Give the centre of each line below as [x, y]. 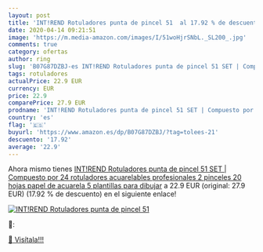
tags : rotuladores [38, 74]
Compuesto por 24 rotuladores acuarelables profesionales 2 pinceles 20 [125, 177]
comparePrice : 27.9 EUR [47, 103]
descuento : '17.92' [40, 139]
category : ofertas [38, 52]
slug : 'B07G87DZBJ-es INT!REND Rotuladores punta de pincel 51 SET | [124, 67]
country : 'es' [31, 118]
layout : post [29, 15]
